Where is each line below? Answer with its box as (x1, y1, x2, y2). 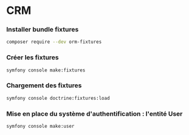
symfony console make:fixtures (6, 67, 86, 73)
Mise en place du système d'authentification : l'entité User (6, 110, 183, 118)
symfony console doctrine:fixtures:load (6, 95, 111, 101)
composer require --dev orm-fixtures (6, 39, 102, 45)
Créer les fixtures (6, 53, 59, 62)
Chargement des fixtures (6, 81, 82, 90)
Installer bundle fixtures (6, 25, 79, 34)
